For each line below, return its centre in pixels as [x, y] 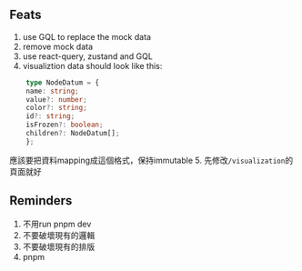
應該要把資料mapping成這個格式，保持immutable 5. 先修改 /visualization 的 [151, 160]
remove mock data [58, 46]
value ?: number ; [57, 99]
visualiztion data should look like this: [92, 65]
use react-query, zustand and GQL [87, 56]
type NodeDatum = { [63, 82]
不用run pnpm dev [57, 224]
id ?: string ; [50, 116]
